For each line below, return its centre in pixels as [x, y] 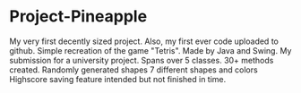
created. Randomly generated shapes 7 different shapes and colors [133, 70]
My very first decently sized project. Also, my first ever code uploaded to [144, 41]
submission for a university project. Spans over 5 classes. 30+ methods [142, 60]
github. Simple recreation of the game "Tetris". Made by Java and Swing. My [150, 50]
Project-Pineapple [78, 17]
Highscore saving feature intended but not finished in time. [118, 79]
